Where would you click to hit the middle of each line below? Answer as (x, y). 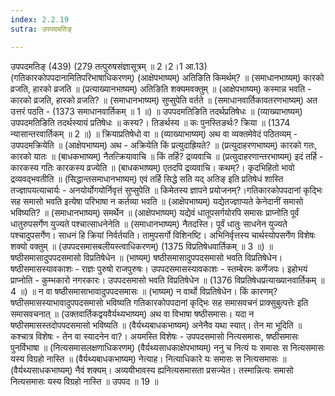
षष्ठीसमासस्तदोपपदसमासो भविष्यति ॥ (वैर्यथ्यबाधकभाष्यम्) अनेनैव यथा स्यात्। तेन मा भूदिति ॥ (156, 325)
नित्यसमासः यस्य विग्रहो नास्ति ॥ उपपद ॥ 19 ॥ (84, 381)
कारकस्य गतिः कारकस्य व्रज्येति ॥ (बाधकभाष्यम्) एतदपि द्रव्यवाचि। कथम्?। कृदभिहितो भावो (152, 167)
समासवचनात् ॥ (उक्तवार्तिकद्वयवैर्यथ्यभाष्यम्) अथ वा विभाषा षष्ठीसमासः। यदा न (132, 313)
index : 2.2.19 (40, 19)
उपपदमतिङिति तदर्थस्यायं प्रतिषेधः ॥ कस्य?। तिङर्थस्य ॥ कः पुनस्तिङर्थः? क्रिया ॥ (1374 (150, 122)
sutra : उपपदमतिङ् (41, 29)
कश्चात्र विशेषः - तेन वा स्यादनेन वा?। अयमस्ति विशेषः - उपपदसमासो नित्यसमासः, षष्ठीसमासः (155, 336)
